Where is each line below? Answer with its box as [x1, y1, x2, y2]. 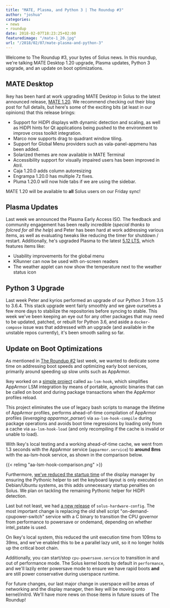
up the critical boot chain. [6, 545, 59, 551]
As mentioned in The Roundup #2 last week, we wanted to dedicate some [6, 358, 160, 364]
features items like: [6, 243, 46, 249]
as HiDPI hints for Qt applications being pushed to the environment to [13, 125, 158, 131]
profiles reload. [6, 395, 37, 400]
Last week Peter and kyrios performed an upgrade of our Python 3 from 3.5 [6, 297, 163, 303]
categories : [6, 17, 31, 22]
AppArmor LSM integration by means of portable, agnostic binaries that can [6, 384, 164, 390]
